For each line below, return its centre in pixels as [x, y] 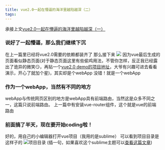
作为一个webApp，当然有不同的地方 [48, 87]
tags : [11, 14]
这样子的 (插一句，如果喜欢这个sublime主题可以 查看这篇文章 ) [79, 143]
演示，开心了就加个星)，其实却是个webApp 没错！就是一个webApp [73, 73]
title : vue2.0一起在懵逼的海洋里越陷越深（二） [49, 10]
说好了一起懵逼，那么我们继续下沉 [46, 43]
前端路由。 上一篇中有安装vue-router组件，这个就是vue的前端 [94, 105]
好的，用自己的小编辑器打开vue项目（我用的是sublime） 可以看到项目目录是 [82, 136]
